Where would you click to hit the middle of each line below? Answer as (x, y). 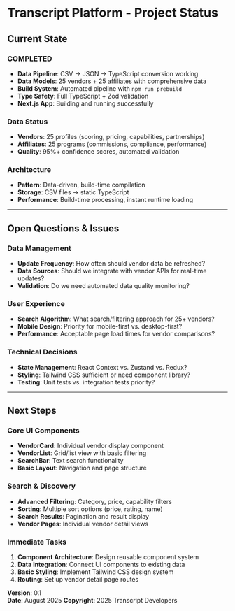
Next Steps (32, 411)
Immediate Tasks (37, 542)
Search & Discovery (41, 486)
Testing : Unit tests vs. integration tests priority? (86, 382)
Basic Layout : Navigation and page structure (82, 468)
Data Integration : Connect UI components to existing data (101, 565)
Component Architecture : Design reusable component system (108, 557)
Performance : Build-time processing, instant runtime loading (105, 200)
